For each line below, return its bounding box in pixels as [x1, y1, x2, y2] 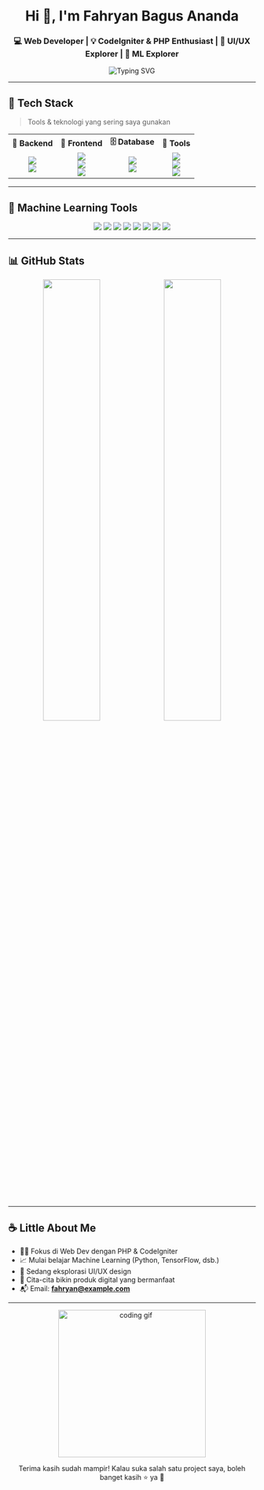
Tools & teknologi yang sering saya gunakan [27, 117, 170, 127]
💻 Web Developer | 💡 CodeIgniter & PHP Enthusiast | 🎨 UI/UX [13, 35, 251, 46]
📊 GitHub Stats [8, 254, 85, 267]
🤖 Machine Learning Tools [8, 201, 138, 215]
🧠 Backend [12, 138, 53, 149]
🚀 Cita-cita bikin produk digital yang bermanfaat [19, 1275, 175, 1284]
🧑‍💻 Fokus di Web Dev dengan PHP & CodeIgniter [19, 1246, 178, 1256]
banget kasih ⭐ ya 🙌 [99, 1472, 165, 1481]
